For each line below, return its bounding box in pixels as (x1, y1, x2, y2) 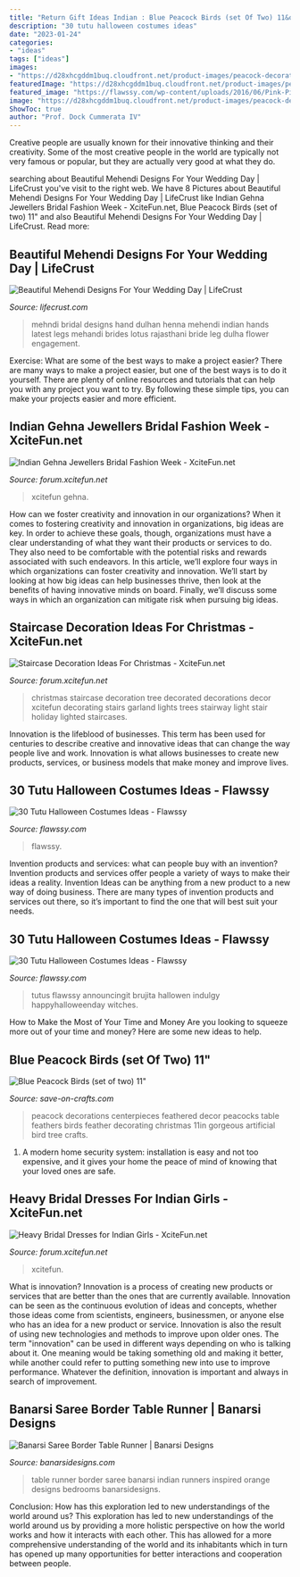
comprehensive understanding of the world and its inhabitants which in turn (9, 1539, 288, 1549)
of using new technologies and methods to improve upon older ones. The (9, 1328, 279, 1339)
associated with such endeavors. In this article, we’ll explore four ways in (9, 555, 278, 567)
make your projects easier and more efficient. (9, 393, 177, 404)
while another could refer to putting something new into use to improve (9, 1356, 271, 1367)
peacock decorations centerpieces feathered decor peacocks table (30, 1111, 279, 1121)
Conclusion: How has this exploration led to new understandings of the (9, 1501, 271, 1512)
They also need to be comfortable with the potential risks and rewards (9, 547, 268, 557)
